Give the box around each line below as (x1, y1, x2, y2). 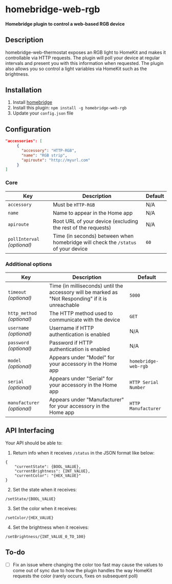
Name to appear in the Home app (53, 209, 133, 216)
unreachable (49, 301, 79, 308)
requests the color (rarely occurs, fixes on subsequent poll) (12, 573, 138, 579)
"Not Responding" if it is (49, 295, 107, 302)
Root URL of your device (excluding (53, 217, 138, 224)
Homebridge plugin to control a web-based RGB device (5, 20, 125, 27)
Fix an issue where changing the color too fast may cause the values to (12, 561, 163, 568)
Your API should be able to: (5, 440, 63, 446)
